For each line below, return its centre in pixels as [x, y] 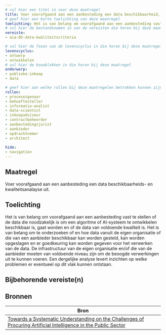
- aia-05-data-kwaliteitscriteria [41, 38]
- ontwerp [15, 56]
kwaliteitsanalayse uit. [28, 189]
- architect [17, 138]
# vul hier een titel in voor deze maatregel [53, 10]
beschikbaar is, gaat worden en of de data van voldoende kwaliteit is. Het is [82, 227]
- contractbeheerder [26, 120]
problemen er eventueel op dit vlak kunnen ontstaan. [59, 264]
